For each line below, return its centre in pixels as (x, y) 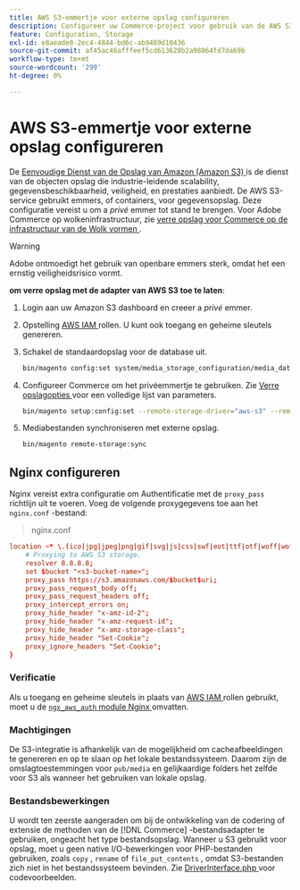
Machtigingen (40, 730)
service (23, 200)
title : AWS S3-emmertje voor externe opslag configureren (119, 17)
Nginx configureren (65, 472)
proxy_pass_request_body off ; (82, 588)
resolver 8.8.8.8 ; (59, 563)
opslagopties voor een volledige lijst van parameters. (119, 394)
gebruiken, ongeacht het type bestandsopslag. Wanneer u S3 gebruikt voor (148, 839)
